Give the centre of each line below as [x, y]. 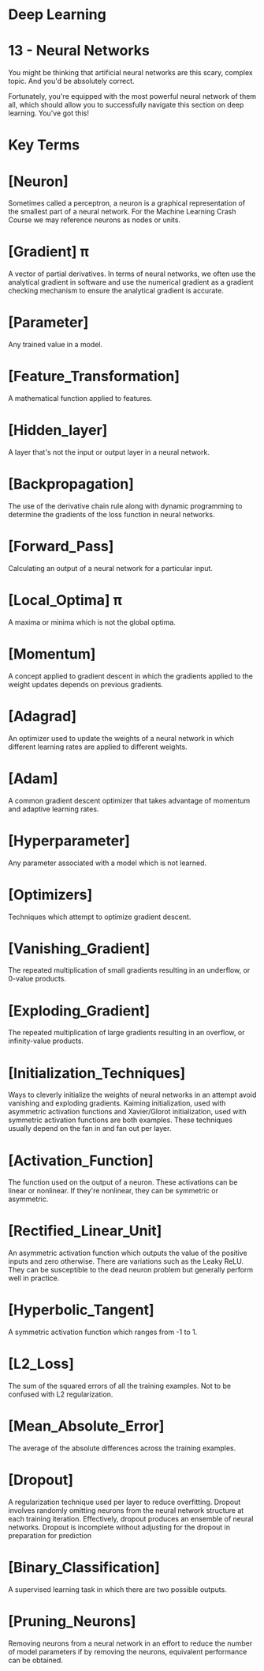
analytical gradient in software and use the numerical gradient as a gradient [131, 282]
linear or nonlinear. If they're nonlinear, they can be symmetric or [113, 1191]
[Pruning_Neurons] [72, 1622]
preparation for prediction [50, 1535]
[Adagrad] [43, 716]
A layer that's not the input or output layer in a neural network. [109, 452]
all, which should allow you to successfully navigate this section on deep [126, 105]
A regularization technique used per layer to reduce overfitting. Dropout [125, 1502]
